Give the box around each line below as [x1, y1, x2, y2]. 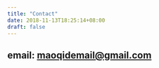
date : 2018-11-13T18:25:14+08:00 [7, 17, 106, 24]
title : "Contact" [7, 10, 58, 18]
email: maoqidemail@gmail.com [7, 49, 152, 61]
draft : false [7, 23, 46, 30]
